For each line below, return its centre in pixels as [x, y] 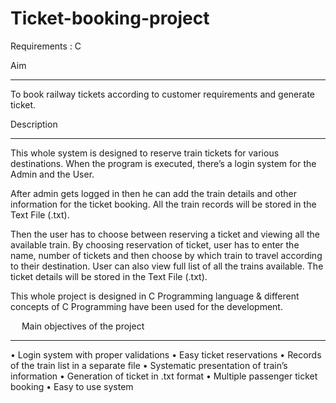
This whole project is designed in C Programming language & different [155, 296]
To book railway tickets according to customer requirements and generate [162, 94]
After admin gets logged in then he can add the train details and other [153, 193]
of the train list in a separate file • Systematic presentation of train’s [149, 365]
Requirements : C [46, 46]
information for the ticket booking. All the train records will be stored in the [163, 204]
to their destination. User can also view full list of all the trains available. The [167, 266]
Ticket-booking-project [110, 18]
